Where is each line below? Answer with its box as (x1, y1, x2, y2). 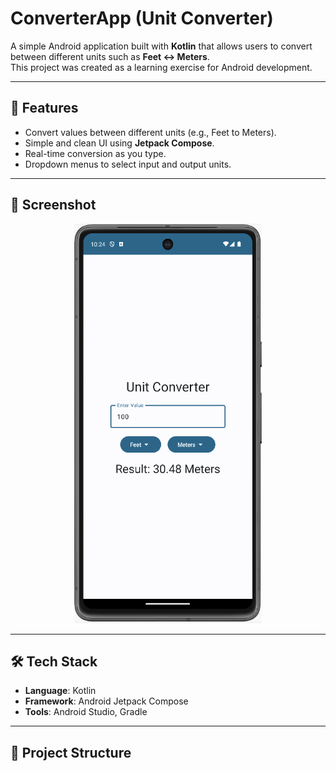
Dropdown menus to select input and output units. (24, 158, 232, 170)
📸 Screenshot (10, 197, 97, 214)
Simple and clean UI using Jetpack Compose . (24, 137, 215, 149)
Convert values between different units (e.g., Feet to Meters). (24, 126, 277, 138)
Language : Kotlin (24, 685, 97, 697)
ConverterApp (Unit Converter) (10, 7, 274, 30)
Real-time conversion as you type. (24, 147, 167, 159)
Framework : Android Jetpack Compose (24, 695, 189, 707)
